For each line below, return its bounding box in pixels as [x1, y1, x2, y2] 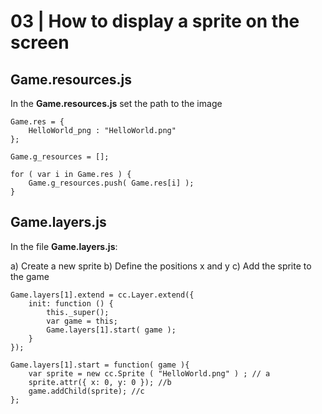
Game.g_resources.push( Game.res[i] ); [28, 178, 195, 188]
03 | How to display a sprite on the [10, 10, 300, 33]
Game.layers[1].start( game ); [46, 325, 177, 335]
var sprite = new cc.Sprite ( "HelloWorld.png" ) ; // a [28, 368, 271, 379]
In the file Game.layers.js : [10, 240, 118, 252]
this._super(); [46, 307, 110, 317]
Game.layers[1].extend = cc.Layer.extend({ [10, 290, 195, 300]
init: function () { [28, 298, 114, 309]
